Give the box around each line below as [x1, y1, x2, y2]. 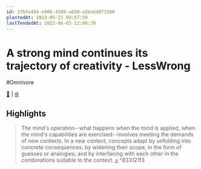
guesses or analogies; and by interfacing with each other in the [21, 150, 179, 158]
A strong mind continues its [6, 46, 148, 60]
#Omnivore [6, 79, 35, 86]
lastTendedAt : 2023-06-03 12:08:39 [6, 20, 96, 26]
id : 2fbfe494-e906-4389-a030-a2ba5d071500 [6, 8, 115, 15]
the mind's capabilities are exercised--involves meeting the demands [21, 131, 194, 138]
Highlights [6, 108, 47, 118]
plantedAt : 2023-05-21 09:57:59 [6, 14, 88, 21]
